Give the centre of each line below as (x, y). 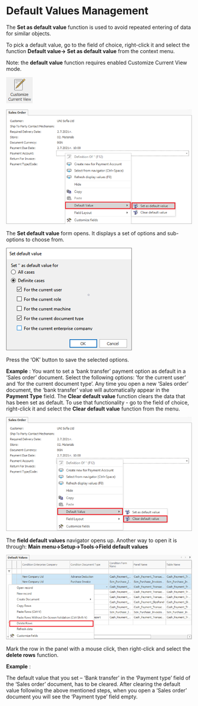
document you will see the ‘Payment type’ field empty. (72, 697)
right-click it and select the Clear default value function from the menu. (93, 409)
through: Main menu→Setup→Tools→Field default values (77, 547)
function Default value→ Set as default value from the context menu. (90, 51)
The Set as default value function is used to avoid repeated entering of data (99, 27)
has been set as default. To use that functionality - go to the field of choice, (98, 403)
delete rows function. (32, 655)
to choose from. (45, 239)
